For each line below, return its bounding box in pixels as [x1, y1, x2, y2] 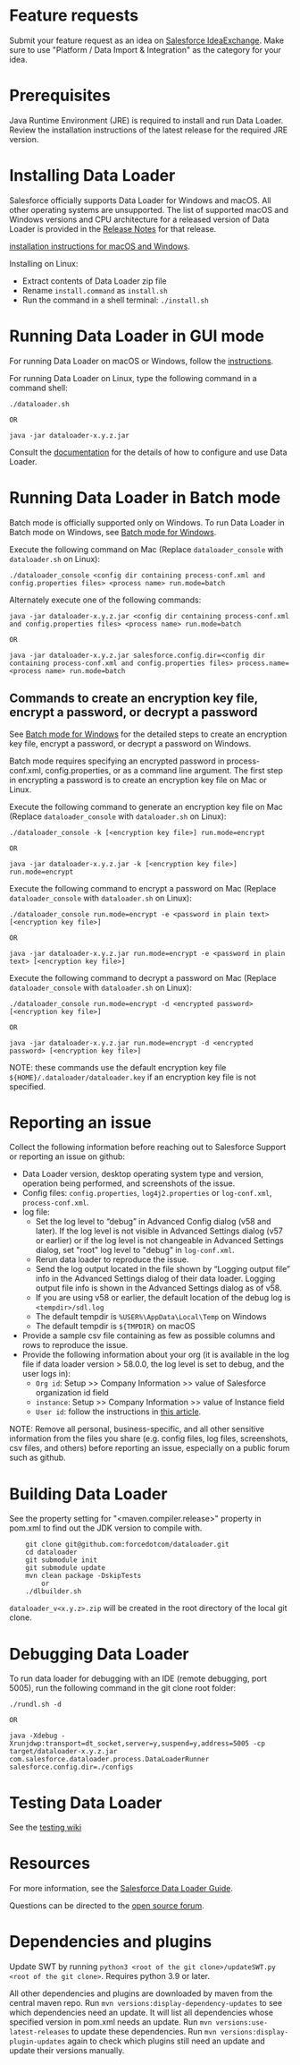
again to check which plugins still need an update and [67, 2035, 265, 2046]
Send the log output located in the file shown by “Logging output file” [35, 1264, 290, 1275]
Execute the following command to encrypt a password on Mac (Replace [9, 883, 277, 893]
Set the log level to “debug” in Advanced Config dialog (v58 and [35, 1216, 271, 1227]
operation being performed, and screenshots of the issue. [21, 1178, 236, 1189]
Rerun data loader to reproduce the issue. [35, 1254, 189, 1265]
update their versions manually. [9, 2045, 125, 2056]
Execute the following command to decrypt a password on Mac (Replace [9, 972, 277, 983]
